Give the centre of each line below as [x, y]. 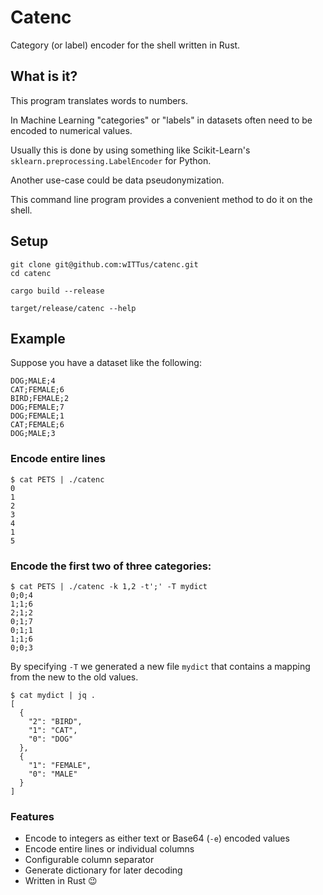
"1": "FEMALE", [60, 765]
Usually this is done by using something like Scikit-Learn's [130, 150]
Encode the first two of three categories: [111, 566]
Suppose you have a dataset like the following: [106, 363]
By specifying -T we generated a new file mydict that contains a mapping [160, 666]
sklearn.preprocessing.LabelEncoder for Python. [111, 160]
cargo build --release [57, 291]
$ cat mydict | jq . [53, 695]
